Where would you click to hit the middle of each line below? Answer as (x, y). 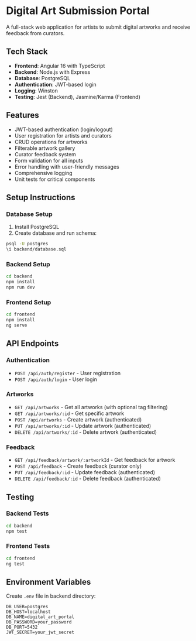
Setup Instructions (41, 197)
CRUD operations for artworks (51, 142)
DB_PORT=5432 (22, 628)
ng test (16, 564)
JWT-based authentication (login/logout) (63, 129)
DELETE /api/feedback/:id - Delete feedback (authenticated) (87, 479)
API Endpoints (32, 344)
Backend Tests (27, 513)
